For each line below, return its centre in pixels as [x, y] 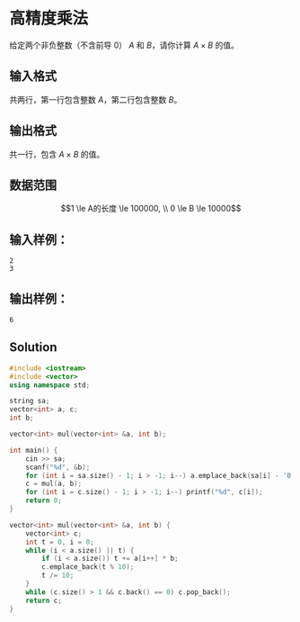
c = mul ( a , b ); [54, 484]
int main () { [34, 450]
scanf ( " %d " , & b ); [58, 467]
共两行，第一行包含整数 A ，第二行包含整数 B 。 [96, 99]
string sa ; [30, 401]
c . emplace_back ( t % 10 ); [88, 567]
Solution [33, 347]
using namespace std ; [50, 385]
